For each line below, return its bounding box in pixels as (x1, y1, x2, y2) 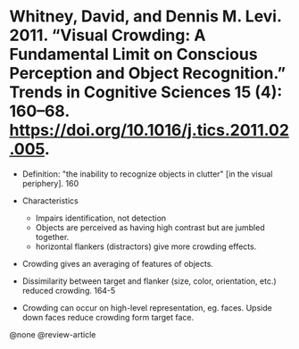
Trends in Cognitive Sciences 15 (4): (9, 82, 283, 103)
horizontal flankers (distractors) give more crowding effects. (35, 241, 257, 252)
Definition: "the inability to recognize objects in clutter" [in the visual (21, 168, 273, 179)
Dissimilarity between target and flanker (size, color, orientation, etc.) (21, 275, 277, 287)
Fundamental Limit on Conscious (9, 45, 258, 64)
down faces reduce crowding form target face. (21, 312, 195, 322)
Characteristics (21, 195, 79, 206)
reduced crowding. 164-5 (21, 285, 116, 295)
